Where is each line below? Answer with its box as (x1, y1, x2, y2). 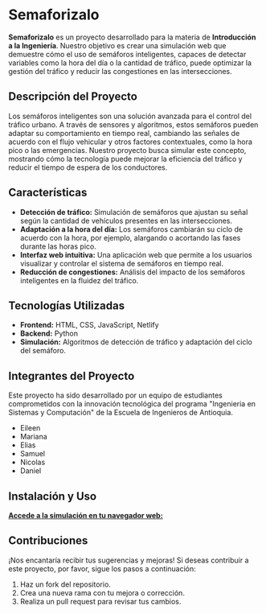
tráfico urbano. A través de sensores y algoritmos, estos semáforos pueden (8, 119, 259, 130)
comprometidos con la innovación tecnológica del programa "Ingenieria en (8, 399, 256, 409)
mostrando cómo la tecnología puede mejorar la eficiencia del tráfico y (8, 154, 243, 163)
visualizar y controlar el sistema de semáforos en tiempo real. (19, 258, 224, 268)
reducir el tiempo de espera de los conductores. (8, 163, 168, 172)
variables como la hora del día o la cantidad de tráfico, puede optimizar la (8, 58, 252, 68)
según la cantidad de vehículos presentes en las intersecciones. (19, 216, 233, 225)
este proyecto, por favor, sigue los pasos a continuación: (8, 563, 197, 573)
